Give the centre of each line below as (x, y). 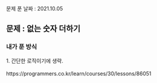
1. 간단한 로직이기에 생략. (35, 61)
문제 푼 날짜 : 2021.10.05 (35, 8)
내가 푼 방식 (22, 47)
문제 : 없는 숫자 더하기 (43, 29)
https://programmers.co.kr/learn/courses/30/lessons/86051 (79, 73)
